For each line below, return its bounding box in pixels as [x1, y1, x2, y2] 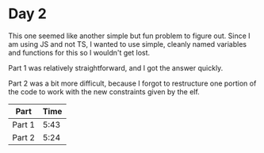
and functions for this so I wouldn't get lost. [8, 48, 151, 57]
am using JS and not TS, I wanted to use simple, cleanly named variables [8, 39, 247, 48]
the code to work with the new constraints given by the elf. [8, 86, 200, 96]
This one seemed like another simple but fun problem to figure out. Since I [8, 31, 251, 40]
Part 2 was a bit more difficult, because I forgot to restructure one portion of [8, 78, 257, 88]
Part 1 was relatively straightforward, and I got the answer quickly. [8, 63, 224, 72]
